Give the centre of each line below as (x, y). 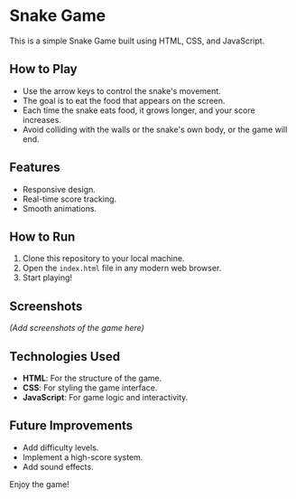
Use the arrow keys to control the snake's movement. (121, 90)
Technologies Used (65, 357)
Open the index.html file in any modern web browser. (122, 268)
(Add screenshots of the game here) (77, 328)
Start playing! (47, 278)
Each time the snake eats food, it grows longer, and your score (139, 110)
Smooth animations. (60, 208)
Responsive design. (59, 189)
